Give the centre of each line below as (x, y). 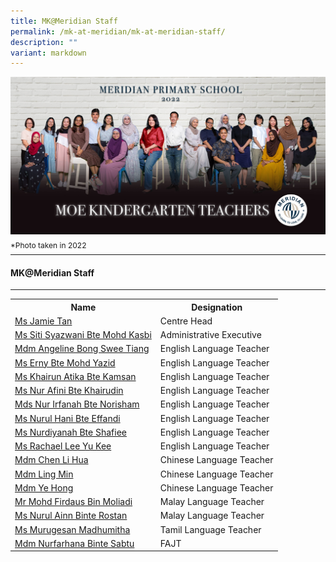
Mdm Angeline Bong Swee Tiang (82, 349)
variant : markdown (48, 53)
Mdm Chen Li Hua (51, 460)
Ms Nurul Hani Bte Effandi (67, 418)
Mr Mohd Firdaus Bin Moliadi (73, 502)
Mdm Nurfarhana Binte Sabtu (74, 543)
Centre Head (186, 321)
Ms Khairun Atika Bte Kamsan (75, 376)
